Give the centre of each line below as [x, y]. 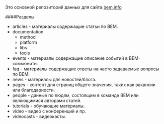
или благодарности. [34, 90]
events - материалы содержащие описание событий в [70, 58]
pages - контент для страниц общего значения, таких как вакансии [84, 85]
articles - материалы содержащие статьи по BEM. [65, 26]
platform [28, 42]
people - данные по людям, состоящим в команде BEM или [76, 95]
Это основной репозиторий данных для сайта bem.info [63, 7]
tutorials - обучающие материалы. [48, 106]
